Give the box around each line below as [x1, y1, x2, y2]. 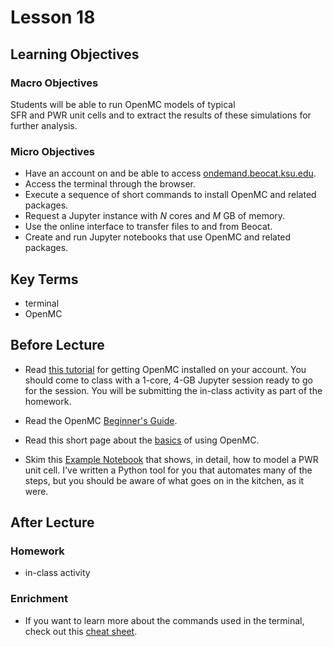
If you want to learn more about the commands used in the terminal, [24, 614, 305, 626]
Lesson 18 [10, 6, 96, 29]
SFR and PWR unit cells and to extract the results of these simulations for [10, 109, 312, 121]
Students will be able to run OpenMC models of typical [10, 98, 236, 110]
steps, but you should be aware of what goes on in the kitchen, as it [24, 474, 305, 486]
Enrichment [10, 592, 68, 606]
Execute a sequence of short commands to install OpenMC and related [24, 189, 317, 201]
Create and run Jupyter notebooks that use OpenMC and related [24, 231, 292, 243]
